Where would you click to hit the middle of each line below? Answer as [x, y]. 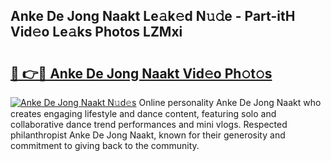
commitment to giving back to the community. [105, 145]
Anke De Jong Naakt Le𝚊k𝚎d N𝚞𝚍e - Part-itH [153, 16]
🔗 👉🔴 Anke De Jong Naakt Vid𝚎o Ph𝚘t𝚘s [141, 73]
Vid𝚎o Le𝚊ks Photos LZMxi [96, 32]
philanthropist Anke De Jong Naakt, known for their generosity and [148, 135]
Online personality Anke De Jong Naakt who [230, 102]
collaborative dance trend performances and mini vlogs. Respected [149, 124]
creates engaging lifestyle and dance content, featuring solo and [143, 113]
